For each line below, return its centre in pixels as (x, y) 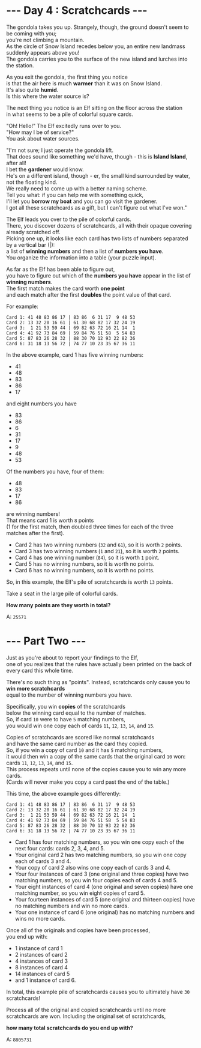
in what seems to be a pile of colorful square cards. (70, 114)
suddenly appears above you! (43, 52)
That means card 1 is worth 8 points (50, 520)
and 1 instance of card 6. (45, 980)
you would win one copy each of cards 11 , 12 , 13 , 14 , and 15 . (80, 725)
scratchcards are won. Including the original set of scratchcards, (86, 1016)
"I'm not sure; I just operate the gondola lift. (60, 150)
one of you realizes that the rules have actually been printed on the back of (99, 664)
